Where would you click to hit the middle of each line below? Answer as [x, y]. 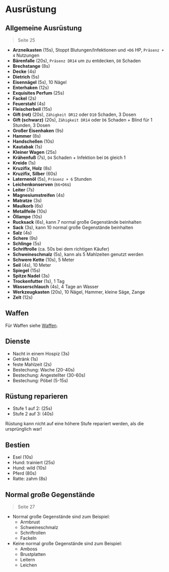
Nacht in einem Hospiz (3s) [41, 353]
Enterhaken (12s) [31, 88]
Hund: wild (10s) [30, 468]
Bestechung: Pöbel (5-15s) [40, 380]
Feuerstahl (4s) [29, 104]
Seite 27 [26, 507]
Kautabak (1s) [27, 147]
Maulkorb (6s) [28, 206]
